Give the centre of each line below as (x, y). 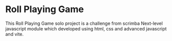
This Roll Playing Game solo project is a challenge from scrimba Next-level (84, 23)
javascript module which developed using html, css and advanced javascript (86, 28)
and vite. (15, 34)
